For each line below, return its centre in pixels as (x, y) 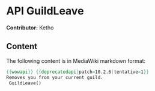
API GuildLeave (45, 11)
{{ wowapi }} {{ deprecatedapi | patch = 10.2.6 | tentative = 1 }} (77, 72)
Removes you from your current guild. (55, 77)
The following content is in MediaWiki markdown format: (76, 60)
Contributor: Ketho (30, 28)
